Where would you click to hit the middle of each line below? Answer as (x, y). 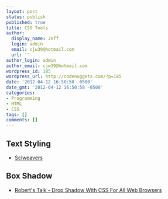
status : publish (26, 17)
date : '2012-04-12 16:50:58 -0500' (49, 82)
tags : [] (17, 114)
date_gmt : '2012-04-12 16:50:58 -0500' (55, 88)
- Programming (23, 98)
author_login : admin (31, 60)
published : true (26, 22)
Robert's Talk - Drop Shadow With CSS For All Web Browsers (88, 190)
